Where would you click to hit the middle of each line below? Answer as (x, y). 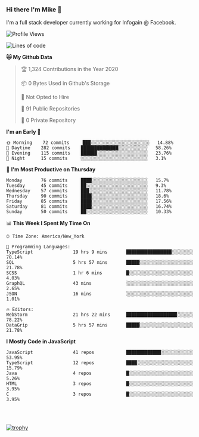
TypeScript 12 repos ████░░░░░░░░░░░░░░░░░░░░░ (100, 363)
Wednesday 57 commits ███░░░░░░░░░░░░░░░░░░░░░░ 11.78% (89, 191)
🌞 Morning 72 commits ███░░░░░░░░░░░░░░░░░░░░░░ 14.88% (90, 143)
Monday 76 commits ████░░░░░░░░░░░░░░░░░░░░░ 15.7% (88, 181)
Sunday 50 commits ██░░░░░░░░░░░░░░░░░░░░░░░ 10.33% (89, 212)
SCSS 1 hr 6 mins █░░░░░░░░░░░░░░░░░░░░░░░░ (100, 273)
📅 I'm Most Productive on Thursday (51, 170)
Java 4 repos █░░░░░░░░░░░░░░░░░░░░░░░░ (100, 373)
